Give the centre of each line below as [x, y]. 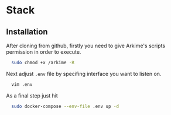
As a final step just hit [32, 95]
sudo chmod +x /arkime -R [43, 62]
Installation [27, 32]
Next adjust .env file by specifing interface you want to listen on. [84, 74]
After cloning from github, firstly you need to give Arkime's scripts [86, 46]
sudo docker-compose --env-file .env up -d [65, 106]
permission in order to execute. [44, 52]
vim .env [22, 84]
